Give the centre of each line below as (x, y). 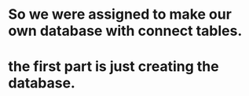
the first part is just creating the (114, 67)
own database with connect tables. (125, 31)
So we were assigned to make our (120, 14)
